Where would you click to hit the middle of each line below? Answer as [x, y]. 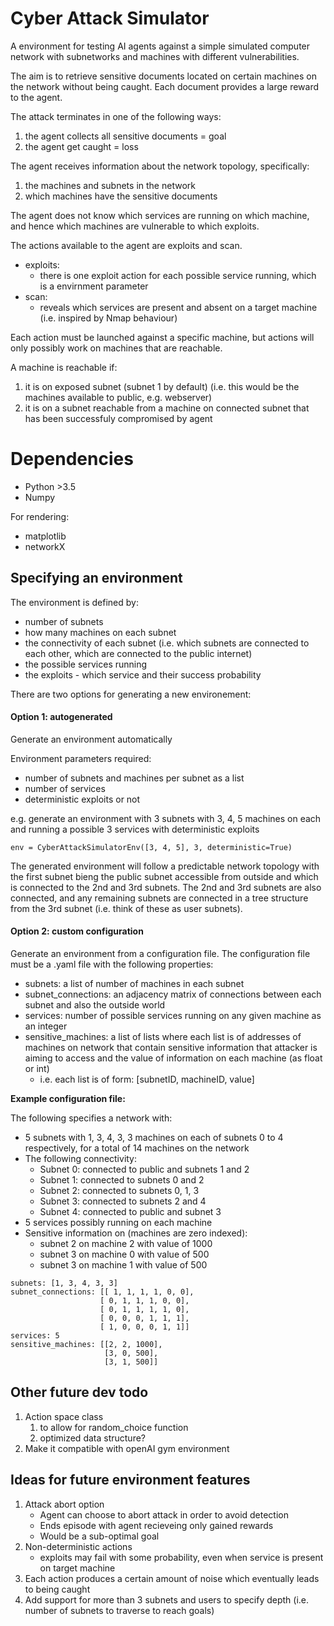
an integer [46, 1026]
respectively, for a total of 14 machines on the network [137, 1148]
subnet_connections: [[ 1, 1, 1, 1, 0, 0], [102, 1292]
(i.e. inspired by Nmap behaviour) [108, 318]
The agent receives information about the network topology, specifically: [160, 166]
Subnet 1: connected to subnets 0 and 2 [122, 1180]
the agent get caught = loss [81, 146]
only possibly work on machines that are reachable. [116, 348]
